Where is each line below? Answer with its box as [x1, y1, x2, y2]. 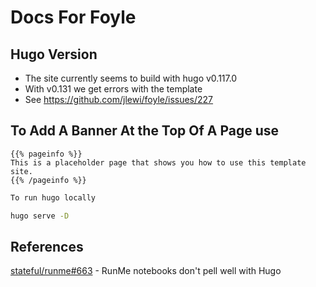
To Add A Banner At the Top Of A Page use [10, 122, 280, 140]
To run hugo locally [10, 192, 97, 203]
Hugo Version [10, 46, 98, 63]
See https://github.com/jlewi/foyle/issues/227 [24, 94, 214, 105]
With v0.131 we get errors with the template [24, 83, 203, 95]
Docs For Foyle [10, 6, 137, 29]
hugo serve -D [10, 211, 70, 221]
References [10, 238, 84, 255]
